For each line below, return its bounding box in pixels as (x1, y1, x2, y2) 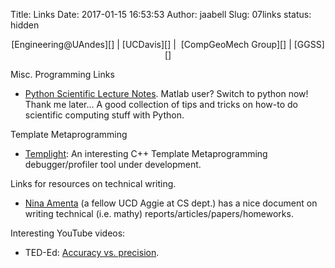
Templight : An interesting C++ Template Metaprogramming (24, 148, 268, 159)
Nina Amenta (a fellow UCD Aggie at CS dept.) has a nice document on (24, 197, 318, 209)
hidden (10, 19, 40, 31)
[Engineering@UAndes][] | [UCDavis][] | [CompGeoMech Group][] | (11, 39, 292, 50)
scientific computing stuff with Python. (24, 109, 185, 121)
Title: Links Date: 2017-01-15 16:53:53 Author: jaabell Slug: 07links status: (10, 9, 312, 20)
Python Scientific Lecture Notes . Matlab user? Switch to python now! (24, 88, 309, 99)
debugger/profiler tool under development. (24, 159, 202, 170)
